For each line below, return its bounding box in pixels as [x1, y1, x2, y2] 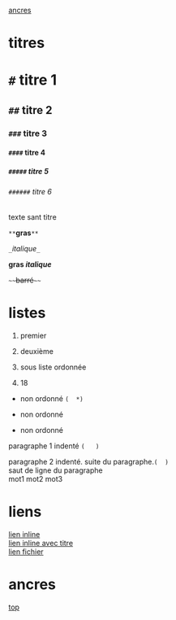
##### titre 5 [8, 166, 49, 176]
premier [19, 330, 47, 340]
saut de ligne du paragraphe [8, 465, 103, 475]
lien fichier [8, 547, 44, 557]
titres [8, 34, 45, 52]
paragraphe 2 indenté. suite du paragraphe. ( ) [8, 456, 169, 466]
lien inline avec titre [8, 538, 74, 548]
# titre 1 [8, 71, 58, 90]
